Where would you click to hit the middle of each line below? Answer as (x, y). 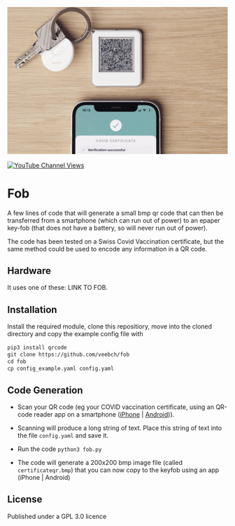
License (25, 500)
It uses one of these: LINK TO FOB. (58, 288)
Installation (32, 309)
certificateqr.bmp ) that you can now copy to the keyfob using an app (118, 470)
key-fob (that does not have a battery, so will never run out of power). (107, 228)
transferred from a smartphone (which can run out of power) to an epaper (114, 220)
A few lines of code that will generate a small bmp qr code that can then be (115, 213)
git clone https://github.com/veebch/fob (69, 355)
